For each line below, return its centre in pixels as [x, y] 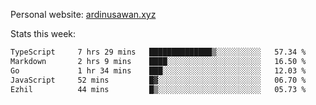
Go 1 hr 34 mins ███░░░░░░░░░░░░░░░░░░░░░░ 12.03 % [158, 70]
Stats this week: [43, 33]
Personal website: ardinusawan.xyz [83, 14]
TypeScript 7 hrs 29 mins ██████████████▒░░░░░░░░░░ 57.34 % [158, 52]
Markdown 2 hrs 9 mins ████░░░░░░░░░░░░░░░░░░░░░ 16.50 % [158, 61]
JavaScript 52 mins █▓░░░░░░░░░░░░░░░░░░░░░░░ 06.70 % [158, 80]
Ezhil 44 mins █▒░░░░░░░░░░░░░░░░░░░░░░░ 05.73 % [158, 89]
